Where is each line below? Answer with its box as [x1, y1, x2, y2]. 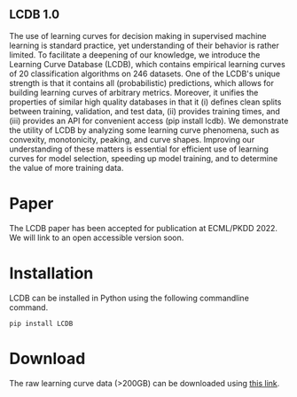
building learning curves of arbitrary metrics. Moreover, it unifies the [9, 87, 259, 97]
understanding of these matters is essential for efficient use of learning [9, 144, 269, 154]
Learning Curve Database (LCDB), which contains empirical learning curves [9, 58, 285, 69]
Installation [9, 263, 94, 283]
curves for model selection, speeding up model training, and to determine [9, 152, 278, 163]
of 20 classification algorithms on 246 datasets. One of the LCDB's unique [9, 68, 281, 79]
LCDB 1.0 [9, 7, 60, 22]
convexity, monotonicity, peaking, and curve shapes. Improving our [9, 134, 255, 144]
